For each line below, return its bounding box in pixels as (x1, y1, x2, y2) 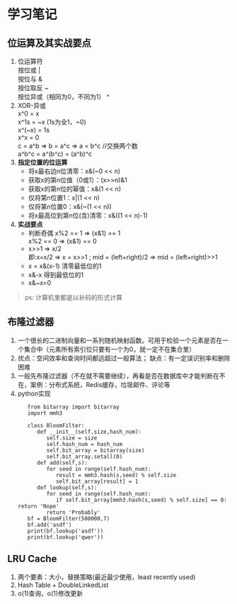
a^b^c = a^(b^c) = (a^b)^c (17, 150, 93, 158)
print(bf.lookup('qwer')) (27, 533, 104, 541)
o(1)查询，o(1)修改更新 (17, 589, 83, 598)
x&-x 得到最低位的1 (28, 271, 83, 279)
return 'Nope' (17, 503, 59, 510)
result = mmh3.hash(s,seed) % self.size (55, 471, 177, 479)
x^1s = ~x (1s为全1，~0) (17, 118, 86, 126)
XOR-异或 (17, 101, 47, 110)
